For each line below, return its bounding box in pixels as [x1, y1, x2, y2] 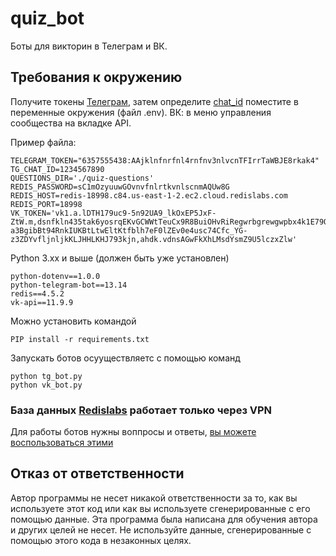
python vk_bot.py [10, 380, 83, 390]
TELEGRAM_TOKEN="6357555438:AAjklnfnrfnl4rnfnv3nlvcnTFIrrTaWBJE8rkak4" [10, 155, 320, 166]
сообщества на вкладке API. [10, 117, 132, 129]
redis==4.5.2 [10, 288, 65, 299]
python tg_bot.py [10, 371, 83, 381]
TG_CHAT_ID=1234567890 [10, 164, 105, 174]
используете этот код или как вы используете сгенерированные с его [10, 502, 311, 514]
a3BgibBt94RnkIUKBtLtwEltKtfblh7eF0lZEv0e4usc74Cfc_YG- [10, 225, 248, 236]
